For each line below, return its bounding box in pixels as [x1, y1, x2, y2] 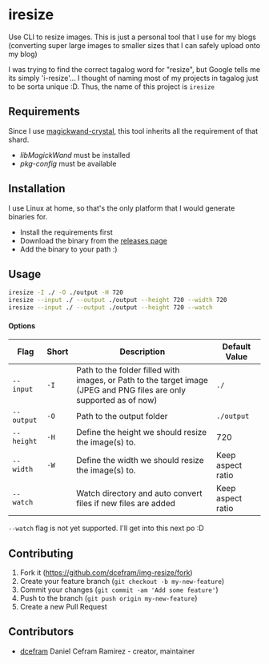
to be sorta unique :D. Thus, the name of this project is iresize [8, 82, 215, 91]
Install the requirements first [19, 227, 114, 237]
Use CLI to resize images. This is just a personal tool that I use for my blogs [8, 32, 256, 42]
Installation [8, 182, 66, 195]
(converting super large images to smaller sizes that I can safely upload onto [8, 40, 261, 50]
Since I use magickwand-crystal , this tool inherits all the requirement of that [8, 126, 259, 135]
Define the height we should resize [75, 427, 207, 438]
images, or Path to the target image [75, 375, 208, 386]
